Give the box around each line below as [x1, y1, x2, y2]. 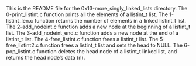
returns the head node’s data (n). [6, 54, 85, 61]
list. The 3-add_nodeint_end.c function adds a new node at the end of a [6, 30, 179, 36]
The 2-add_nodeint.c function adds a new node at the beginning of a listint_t [6, 23, 191, 30]
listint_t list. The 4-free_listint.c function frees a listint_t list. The [6, 36, 159, 42]
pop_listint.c [6, 48, 36, 54]
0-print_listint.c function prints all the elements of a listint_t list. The [6, 11, 169, 18]
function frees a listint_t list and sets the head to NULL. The [40, 42, 183, 49]
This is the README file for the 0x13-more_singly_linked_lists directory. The [6, 5, 188, 12]
